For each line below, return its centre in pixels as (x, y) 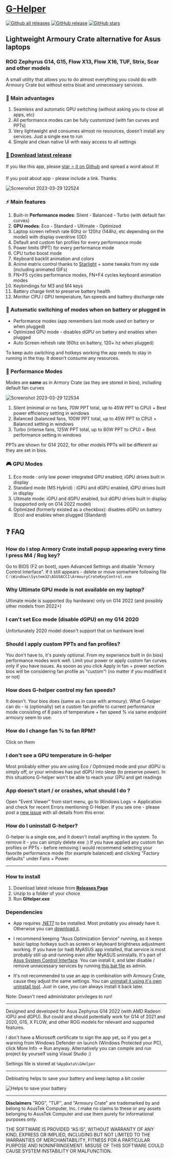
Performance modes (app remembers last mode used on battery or (84, 321)
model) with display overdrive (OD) (50, 237)
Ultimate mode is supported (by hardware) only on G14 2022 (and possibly (84, 601)
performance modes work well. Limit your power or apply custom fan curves (86, 660)
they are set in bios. (27, 451)
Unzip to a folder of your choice (47, 893)
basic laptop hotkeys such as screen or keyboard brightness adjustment (89, 944)
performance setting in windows (47, 435)
